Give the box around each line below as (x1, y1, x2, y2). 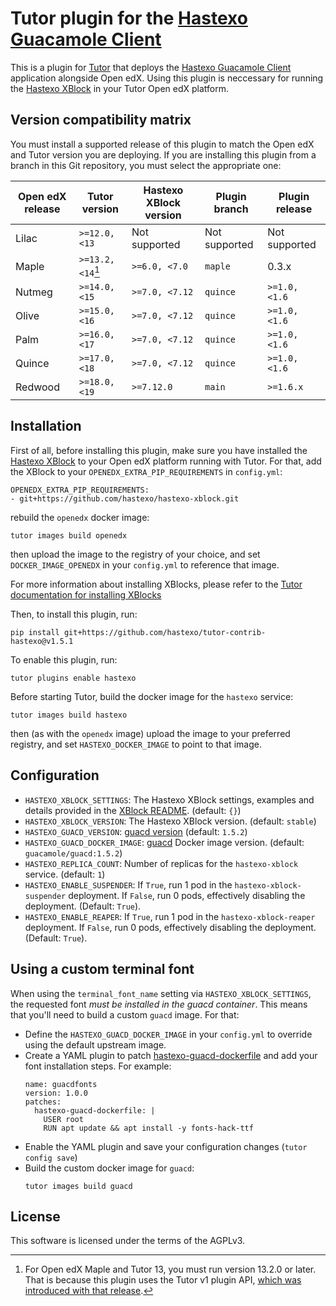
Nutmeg (15, 285, 53, 299)
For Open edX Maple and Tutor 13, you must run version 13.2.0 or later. (24, 1263, 317, 1276)
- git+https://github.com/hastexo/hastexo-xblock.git (10, 493, 240, 504)
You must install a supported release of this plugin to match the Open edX (10, 138, 315, 150)
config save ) (24, 1151, 78, 1163)
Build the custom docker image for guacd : (24, 1162, 195, 1174)
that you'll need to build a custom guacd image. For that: (10, 1008, 240, 1021)
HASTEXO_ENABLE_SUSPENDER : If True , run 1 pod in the (24, 878, 233, 891)
